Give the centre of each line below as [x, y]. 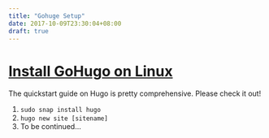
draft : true [28, 31]
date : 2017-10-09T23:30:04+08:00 [65, 24]
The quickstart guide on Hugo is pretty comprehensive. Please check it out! [135, 93]
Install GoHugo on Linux [91, 71]
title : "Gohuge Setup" [47, 16]
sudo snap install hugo [61, 110]
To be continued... [50, 127]
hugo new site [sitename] [64, 119]
